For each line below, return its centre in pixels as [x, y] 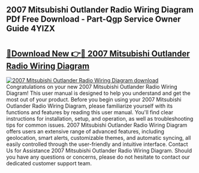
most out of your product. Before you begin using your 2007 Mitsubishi [94, 99]
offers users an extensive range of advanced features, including [85, 131]
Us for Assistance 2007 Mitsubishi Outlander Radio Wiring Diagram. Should [99, 150]
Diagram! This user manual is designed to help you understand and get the [98, 93]
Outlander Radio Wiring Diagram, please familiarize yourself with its [89, 106]
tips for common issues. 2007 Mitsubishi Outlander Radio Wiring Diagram [97, 125]
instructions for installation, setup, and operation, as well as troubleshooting [100, 119]
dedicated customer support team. [49, 163]
